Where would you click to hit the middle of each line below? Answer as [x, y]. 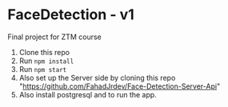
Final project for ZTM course [54, 37]
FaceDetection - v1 [71, 15]
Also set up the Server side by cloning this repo [97, 77]
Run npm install [46, 61]
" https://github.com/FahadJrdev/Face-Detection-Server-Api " [120, 86]
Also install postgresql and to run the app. [88, 94]
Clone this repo [44, 52]
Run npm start [43, 69]
